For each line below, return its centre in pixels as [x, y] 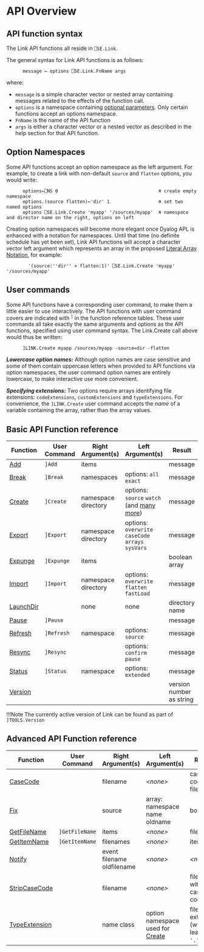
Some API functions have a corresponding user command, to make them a [99, 304]
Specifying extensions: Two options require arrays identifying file [89, 391]
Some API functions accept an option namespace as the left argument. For [100, 167]
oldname [158, 822]
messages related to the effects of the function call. [80, 101]
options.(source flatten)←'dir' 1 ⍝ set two [103, 201]
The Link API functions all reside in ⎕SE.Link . [62, 48]
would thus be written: [34, 337]
